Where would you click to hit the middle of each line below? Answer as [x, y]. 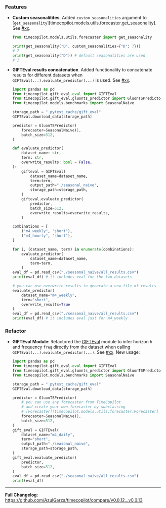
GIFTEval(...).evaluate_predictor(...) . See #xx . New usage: [76, 352]
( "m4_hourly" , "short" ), [47, 236]
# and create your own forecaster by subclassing [73, 407]
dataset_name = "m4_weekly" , [49, 295]
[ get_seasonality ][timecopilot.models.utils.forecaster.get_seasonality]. [84, 23]
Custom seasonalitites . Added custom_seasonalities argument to [80, 18]
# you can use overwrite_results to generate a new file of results [84, 286]
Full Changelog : [21, 495]
